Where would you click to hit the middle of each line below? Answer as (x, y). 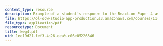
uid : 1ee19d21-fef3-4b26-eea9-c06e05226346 (50, 36)
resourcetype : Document (29, 27)
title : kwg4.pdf (21, 32)
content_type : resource (29, 9)
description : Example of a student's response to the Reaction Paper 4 (79, 14)
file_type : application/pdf (33, 23)
